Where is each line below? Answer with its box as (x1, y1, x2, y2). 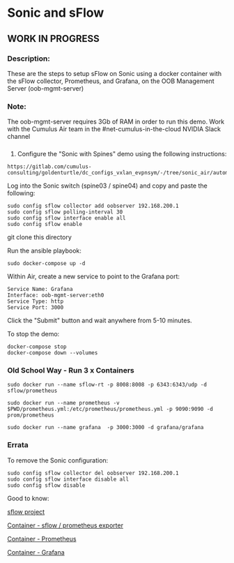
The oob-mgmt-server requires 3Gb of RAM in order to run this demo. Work (7, 117, 225, 126)
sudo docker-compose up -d (7, 260, 86, 267)
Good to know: (7, 494, 50, 502)
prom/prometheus (7, 412, 54, 419)
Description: (7, 54, 50, 63)
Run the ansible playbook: (7, 246, 82, 255)
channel (7, 133, 31, 141)
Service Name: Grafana (7, 286, 73, 293)
